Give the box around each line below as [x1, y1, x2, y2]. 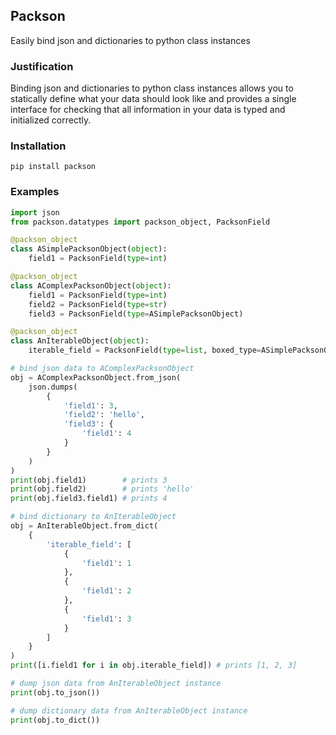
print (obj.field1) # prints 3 [10, 475, 168, 485]
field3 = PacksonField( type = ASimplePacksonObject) [28, 309, 244, 319]
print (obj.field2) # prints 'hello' [10, 484, 195, 494]
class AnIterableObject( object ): [10, 336, 150, 346]
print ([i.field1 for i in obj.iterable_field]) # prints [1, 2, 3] [10, 660, 298, 671]
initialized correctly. [10, 114, 92, 126]
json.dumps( [28, 382, 78, 392]
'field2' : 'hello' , [63, 410, 145, 420]
